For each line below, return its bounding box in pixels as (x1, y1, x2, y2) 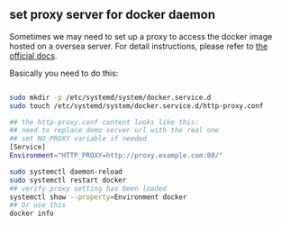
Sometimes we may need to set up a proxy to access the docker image (9, 31, 273, 41)
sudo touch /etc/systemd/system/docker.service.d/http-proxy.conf (9, 101, 264, 111)
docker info (9, 209, 54, 219)
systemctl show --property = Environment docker (9, 193, 187, 202)
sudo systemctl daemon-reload (9, 166, 123, 176)
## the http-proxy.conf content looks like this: (9, 117, 200, 127)
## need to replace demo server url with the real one (9, 126, 220, 135)
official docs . (9, 49, 58, 61)
